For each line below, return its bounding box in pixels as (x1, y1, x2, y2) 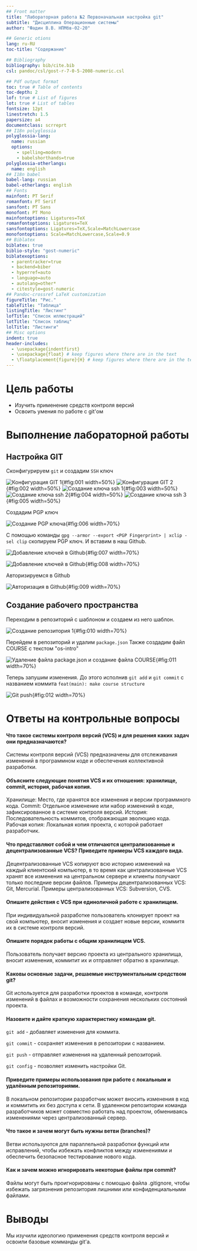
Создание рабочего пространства (6, 600, 139, 611)
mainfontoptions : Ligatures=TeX (6, 215, 85, 221)
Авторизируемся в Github (6, 572, 70, 579)
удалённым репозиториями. (6, 1082, 80, 1089)
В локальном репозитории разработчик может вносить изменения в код (6, 1095, 189, 1102)
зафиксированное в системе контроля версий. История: (6, 808, 148, 816)
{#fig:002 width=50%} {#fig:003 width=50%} (6, 485, 178, 492)
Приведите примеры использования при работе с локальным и (6, 1075, 171, 1083)
